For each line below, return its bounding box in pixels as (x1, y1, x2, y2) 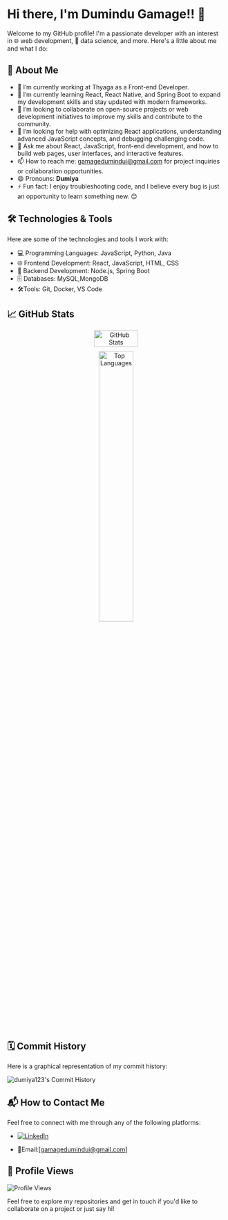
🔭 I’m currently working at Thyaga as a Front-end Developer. (17, 82, 189, 91)
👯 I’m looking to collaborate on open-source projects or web (17, 105, 189, 113)
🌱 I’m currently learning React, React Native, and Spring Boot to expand (17, 90, 221, 98)
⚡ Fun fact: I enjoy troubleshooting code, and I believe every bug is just (17, 182, 220, 190)
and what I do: (7, 44, 48, 53)
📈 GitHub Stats (7, 308, 75, 320)
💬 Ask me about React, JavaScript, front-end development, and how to (17, 141, 219, 150)
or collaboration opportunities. (17, 166, 104, 175)
